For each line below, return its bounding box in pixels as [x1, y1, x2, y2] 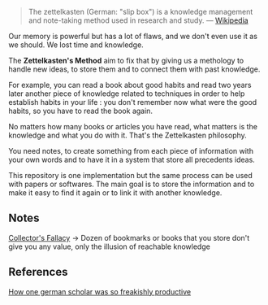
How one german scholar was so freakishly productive [8, 286, 192, 296]
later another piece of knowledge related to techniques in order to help [8, 89, 245, 98]
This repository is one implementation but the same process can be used [8, 171, 253, 180]
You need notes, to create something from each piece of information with [8, 146, 254, 155]
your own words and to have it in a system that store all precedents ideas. [8, 155, 256, 164]
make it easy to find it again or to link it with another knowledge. [8, 188, 223, 198]
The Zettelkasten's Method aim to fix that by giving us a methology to [8, 56, 244, 65]
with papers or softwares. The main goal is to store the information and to [8, 179, 255, 189]
